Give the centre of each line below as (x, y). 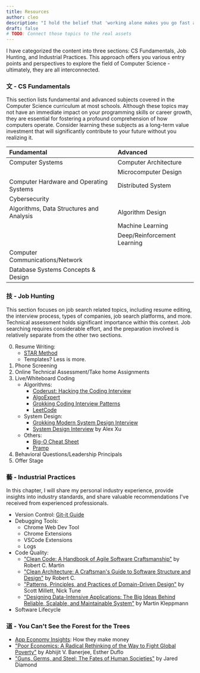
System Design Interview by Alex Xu (77, 429)
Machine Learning (143, 226)
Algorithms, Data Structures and (54, 209)
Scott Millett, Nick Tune (52, 591)
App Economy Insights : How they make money (72, 640)
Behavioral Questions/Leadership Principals (68, 454)
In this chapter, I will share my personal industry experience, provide (90, 491)
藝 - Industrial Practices (41, 477)
